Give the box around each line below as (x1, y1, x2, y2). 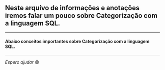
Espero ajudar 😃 (5, 59, 40, 65)
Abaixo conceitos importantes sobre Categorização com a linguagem (5, 39, 150, 45)
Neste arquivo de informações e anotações (5, 4, 140, 12)
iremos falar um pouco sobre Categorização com (5, 12, 158, 20)
